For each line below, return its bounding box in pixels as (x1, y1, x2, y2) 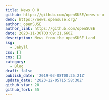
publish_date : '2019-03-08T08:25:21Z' (5, 73, 86, 78)
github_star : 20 (5, 82, 39, 87)
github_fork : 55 (5, 87, 39, 92)
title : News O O (5, 7, 39, 13)
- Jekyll (10, 45, 28, 50)
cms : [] (5, 54, 22, 60)
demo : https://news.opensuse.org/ (5, 17, 78, 22)
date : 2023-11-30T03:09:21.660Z (5, 31, 73, 36)
